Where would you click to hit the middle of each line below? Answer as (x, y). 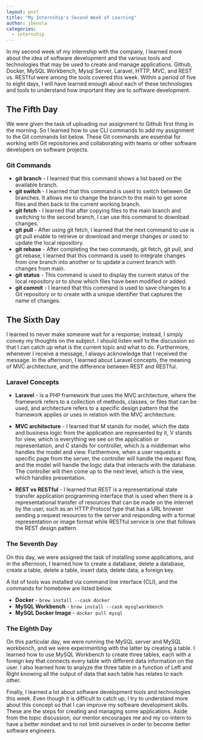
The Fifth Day (32, 109)
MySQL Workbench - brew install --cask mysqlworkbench (89, 606)
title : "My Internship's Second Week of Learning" (72, 18)
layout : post (23, 12)
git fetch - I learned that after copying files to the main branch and (98, 211)
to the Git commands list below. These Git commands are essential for (94, 136)
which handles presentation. (50, 478)
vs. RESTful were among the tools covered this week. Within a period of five (101, 78)
